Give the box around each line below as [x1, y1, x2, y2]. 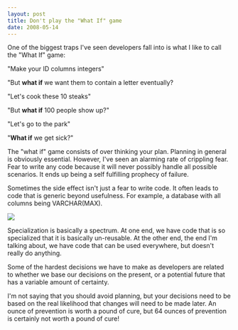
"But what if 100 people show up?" [7, 106, 110, 115]
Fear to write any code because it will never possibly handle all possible [7, 163, 217, 171]
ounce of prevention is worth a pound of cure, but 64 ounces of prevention [7, 307, 227, 316]
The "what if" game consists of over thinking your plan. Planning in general [7, 148, 227, 156]
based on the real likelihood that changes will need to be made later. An [7, 299, 217, 308]
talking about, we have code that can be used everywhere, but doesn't [7, 242, 215, 250]
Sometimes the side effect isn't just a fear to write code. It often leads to [7, 184, 219, 192]
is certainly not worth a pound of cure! [7, 314, 119, 323]
